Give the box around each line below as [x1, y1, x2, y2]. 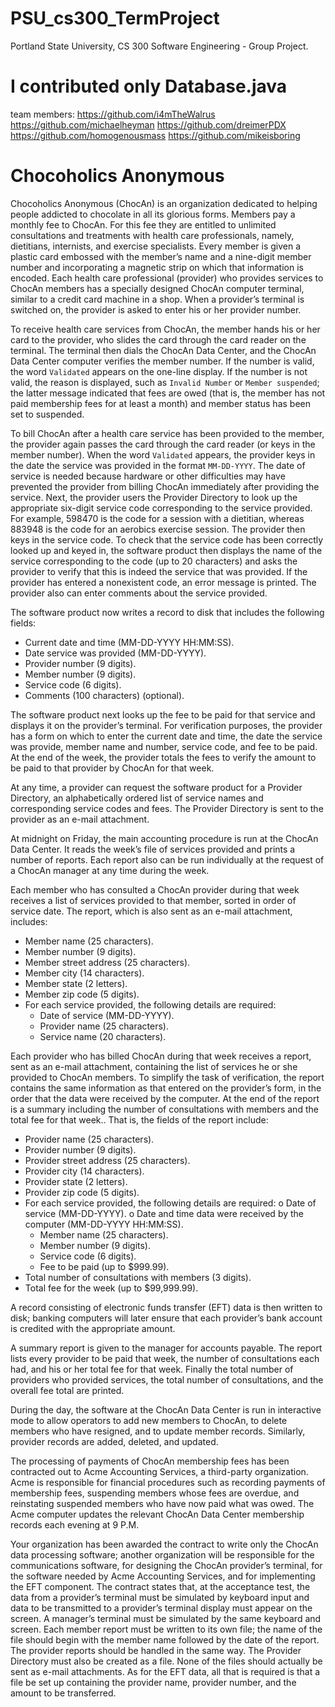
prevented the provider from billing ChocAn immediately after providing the [10, 480, 320, 492]
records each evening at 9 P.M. [10, 1518, 140, 1531]
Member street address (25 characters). [24, 956, 191, 968]
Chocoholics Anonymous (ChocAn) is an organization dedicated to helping [10, 197, 318, 209]
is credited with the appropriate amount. [10, 1322, 176, 1334]
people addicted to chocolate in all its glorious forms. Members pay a [10, 208, 296, 220]
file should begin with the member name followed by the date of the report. [10, 1633, 320, 1646]
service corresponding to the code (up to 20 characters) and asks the [10, 555, 298, 567]
